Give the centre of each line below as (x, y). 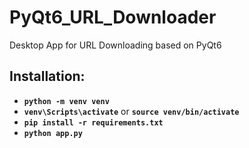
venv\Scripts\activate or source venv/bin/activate (131, 111)
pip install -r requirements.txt (93, 122)
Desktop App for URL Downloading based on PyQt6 (115, 45)
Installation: (47, 76)
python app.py (53, 133)
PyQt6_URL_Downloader (113, 17)
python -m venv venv (66, 101)
